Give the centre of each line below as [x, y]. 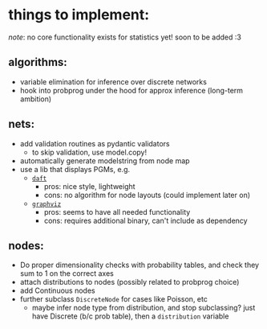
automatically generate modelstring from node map [105, 160]
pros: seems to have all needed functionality [117, 212]
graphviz [47, 204]
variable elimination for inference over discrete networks [113, 81]
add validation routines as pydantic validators [95, 143]
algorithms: [38, 62]
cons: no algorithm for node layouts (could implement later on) [147, 195]
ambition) [36, 99]
